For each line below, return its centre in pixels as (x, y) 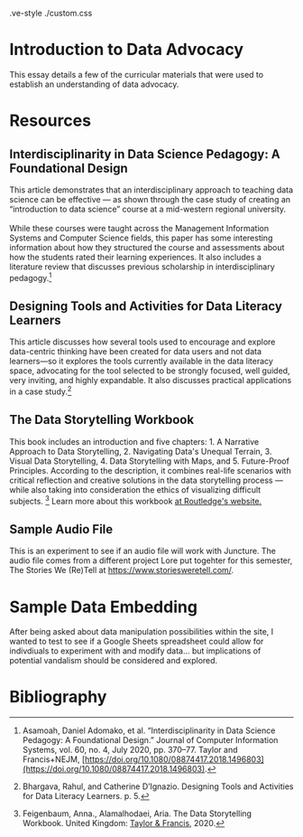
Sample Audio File (61, 529)
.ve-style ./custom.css (51, 13)
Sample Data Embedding (104, 607)
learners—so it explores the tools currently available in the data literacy (141, 362)
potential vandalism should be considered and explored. (114, 661)
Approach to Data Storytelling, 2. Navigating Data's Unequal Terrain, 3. (141, 451)
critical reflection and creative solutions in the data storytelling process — (147, 480)
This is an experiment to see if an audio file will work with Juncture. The (143, 551)
